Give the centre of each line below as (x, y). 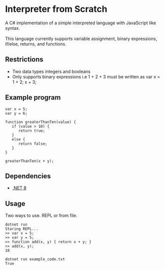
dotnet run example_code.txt (35, 259)
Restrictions (24, 60)
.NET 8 (19, 188)
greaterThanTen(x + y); (30, 161)
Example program (33, 98)
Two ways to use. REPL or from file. (41, 216)
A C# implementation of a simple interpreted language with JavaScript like (81, 23)
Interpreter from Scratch (56, 9)
